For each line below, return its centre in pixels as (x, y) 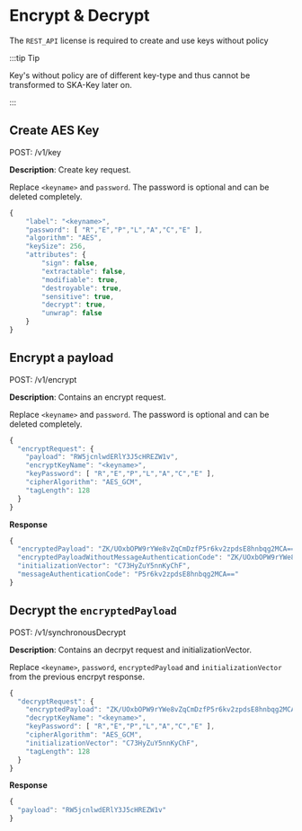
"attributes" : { (56, 255)
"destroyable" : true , (82, 288)
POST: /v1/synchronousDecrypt (68, 632)
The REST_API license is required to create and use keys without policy (139, 40)
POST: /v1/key (35, 152)
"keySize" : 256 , (56, 247)
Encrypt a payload (62, 358)
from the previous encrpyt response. (77, 676)
